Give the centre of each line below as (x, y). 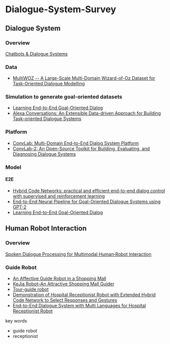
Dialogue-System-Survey (61, 9)
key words (16, 321)
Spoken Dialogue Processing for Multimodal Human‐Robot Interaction (78, 254)
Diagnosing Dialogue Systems (44, 154)
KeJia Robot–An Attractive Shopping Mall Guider (64, 284)
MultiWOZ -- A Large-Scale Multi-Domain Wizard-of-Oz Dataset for (84, 78)
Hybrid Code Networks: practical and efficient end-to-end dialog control (89, 190)
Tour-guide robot (31, 289)
